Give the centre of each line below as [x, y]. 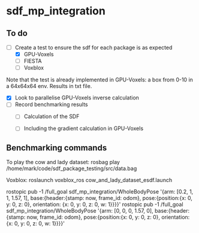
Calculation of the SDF [52, 116]
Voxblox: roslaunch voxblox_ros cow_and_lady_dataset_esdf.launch [89, 180]
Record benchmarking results [51, 105]
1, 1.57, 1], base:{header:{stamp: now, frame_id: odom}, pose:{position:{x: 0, [99, 198]
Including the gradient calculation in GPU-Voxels [84, 128]
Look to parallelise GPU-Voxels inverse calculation [77, 98]
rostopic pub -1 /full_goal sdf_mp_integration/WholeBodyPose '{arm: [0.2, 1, [100, 192]
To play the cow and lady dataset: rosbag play [63, 162]
